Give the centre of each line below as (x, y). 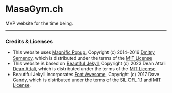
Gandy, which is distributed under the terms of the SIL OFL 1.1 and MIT (87, 80)
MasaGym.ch (34, 9)
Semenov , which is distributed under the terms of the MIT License (82, 58)
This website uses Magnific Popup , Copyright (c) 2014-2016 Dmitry (84, 52)
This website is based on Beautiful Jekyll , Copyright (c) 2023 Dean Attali (89, 63)
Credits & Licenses (29, 41)
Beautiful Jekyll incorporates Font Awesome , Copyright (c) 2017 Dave (86, 75)
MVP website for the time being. (39, 23)
